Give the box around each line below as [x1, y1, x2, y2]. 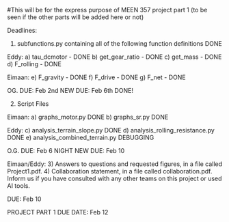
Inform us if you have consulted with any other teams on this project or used [7, 174, 222, 182]
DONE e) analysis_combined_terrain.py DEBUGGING [7, 133, 154, 141]
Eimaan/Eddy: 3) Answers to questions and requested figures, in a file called [7, 160, 223, 168]
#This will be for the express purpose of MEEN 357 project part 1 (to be [7, 6, 208, 14]
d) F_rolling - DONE [7, 60, 62, 68]
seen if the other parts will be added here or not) [7, 13, 144, 21]
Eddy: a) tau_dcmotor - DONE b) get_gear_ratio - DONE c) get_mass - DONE [7, 53, 222, 61]
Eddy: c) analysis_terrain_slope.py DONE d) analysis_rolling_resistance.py [7, 126, 215, 134]
